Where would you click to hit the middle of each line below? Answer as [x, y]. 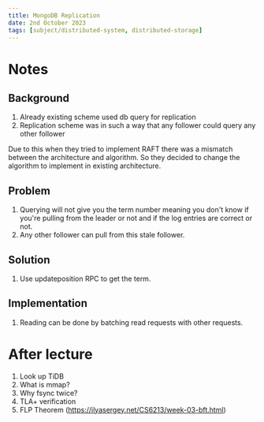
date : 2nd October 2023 [47, 23]
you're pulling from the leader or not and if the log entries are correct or [136, 218]
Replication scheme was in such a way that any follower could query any [138, 125]
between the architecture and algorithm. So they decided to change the [124, 158]
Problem [30, 190]
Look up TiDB [42, 376]
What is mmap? [45, 384]
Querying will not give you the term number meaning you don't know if [134, 210]
